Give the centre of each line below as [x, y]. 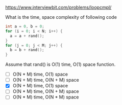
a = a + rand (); [27, 36]
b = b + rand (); [27, 50]
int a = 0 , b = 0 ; [25, 26]
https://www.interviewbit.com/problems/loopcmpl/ [58, 7]
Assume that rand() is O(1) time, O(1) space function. [60, 64]
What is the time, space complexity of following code [61, 17]
